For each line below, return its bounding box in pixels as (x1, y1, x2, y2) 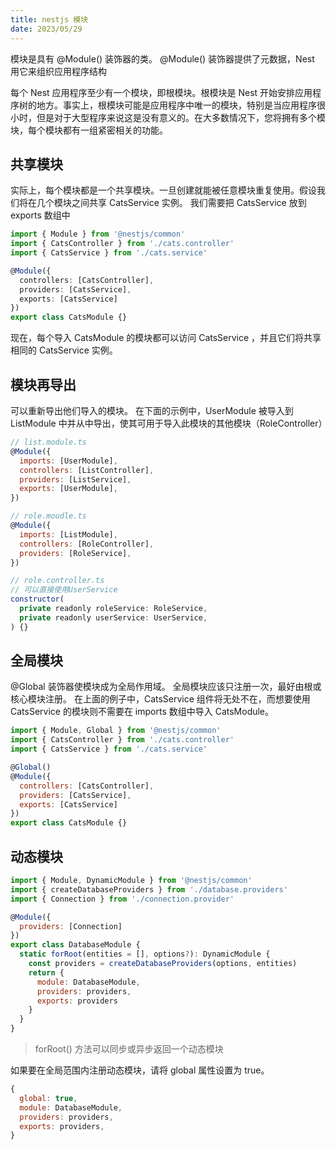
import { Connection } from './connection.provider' (10, 894, 235, 904)
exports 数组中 (10, 209, 71, 221)
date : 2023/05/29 (10, 24, 83, 34)
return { (28, 967, 65, 978)
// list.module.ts (10, 437, 87, 447)
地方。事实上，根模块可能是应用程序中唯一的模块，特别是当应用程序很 (36, 99, 326, 111)
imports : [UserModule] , (19, 456, 118, 466)
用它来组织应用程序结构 (10, 65, 107, 77)
